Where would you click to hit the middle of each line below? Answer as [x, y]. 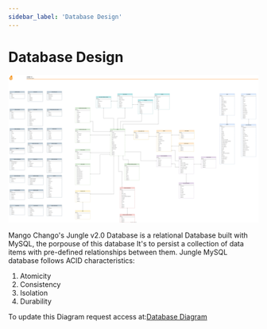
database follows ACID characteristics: [72, 260]
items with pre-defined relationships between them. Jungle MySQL [118, 252]
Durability [35, 301]
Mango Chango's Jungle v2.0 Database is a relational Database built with [128, 235]
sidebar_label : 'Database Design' [66, 17]
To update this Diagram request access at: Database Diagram [108, 316]
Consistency [40, 284]
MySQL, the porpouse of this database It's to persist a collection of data [126, 243]
